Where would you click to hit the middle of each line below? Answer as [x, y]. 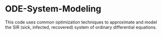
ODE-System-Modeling [53, 9]
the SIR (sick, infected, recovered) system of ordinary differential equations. [81, 27]
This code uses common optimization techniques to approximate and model [81, 22]
